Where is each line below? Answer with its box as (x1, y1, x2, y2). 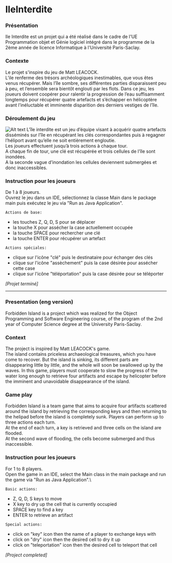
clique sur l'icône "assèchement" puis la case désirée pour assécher (12, 260, 158, 266)
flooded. (5, 430, 23, 437)
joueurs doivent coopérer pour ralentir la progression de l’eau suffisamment (5, 91, 165, 97)
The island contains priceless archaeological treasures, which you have (5, 351, 156, 357)
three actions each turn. (5, 419, 56, 425)
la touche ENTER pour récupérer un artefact (12, 235, 106, 242)
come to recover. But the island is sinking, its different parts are (5, 356, 139, 362)
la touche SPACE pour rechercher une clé (12, 230, 101, 236)
